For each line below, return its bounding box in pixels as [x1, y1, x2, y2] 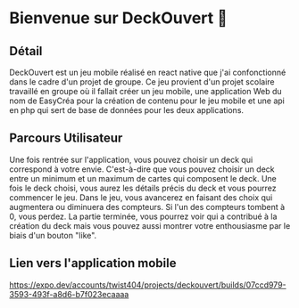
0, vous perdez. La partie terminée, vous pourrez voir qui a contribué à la [9, 211, 278, 222]
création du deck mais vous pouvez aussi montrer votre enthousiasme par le [9, 220, 291, 231]
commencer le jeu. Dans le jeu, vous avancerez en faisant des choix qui [9, 191, 273, 203]
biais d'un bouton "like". [9, 230, 97, 240]
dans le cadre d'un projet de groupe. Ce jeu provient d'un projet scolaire [9, 77, 275, 87]
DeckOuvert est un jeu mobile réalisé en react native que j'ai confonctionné [9, 67, 287, 77]
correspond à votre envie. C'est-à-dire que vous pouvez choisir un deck [9, 164, 275, 174]
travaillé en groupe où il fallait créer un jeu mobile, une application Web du [9, 86, 283, 96]
